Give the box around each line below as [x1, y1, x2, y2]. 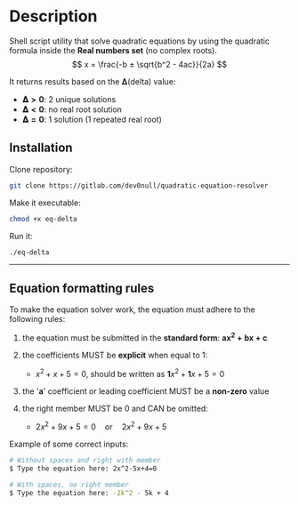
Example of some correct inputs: [9, 438, 129, 450]
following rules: [9, 314, 66, 325]
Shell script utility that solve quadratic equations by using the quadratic [9, 36, 270, 46]
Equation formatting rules [9, 280, 155, 295]
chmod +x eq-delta [9, 214, 77, 223]
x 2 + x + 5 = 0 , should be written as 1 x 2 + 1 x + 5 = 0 [35, 366, 225, 379]
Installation [9, 141, 73, 156]
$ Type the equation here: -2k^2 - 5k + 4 [9, 488, 169, 497]
